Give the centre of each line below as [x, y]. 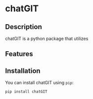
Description [23, 27]
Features [19, 54]
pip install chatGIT [26, 92]
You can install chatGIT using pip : [39, 83]
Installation [23, 71]
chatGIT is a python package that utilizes [47, 38]
